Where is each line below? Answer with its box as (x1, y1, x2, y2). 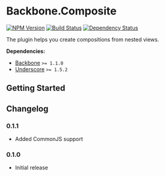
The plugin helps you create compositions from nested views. (6, 36, 160, 43)
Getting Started (6, 83, 66, 93)
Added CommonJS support (14, 136, 83, 143)
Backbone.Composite (6, 4, 117, 18)
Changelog (6, 104, 49, 114)
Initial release (14, 164, 48, 171)
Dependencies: (6, 47, 46, 55)
